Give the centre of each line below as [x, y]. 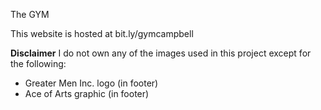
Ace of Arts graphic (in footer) [87, 93]
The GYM [30, 14]
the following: [38, 63]
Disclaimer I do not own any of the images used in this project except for [161, 53]
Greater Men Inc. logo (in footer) [91, 83]
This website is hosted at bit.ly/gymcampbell [102, 33]
